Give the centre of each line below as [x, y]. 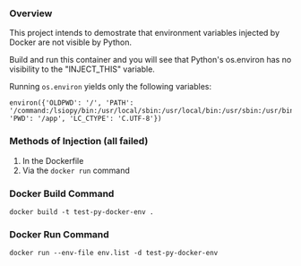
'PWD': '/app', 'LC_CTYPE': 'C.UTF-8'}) [86, 119]
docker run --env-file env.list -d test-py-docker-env [114, 253]
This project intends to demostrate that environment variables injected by [145, 33]
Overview [31, 13]
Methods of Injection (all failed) [79, 142]
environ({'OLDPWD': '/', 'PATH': [72, 103]
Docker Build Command [62, 193]
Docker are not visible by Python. [71, 42]
